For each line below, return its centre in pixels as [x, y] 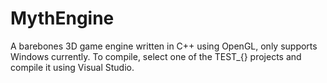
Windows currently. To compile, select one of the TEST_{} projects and [156, 56]
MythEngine [62, 18]
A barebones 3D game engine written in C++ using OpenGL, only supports [164, 46]
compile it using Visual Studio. [72, 67]
